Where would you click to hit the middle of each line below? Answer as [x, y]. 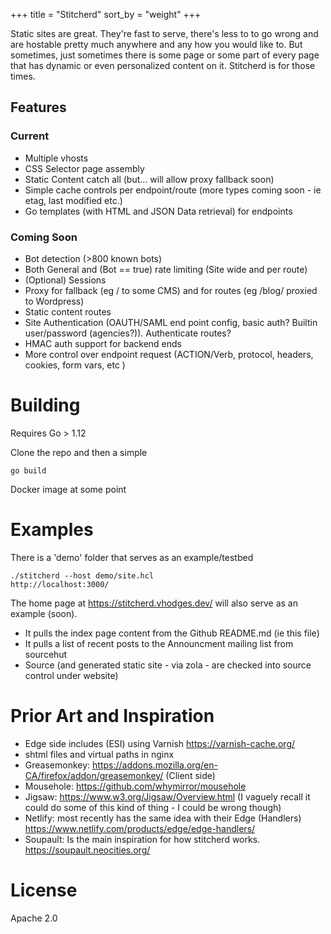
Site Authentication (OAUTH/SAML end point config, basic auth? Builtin [171, 322]
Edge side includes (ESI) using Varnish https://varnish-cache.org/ [160, 743]
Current [30, 136]
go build [28, 470]
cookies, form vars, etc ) [75, 365]
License [44, 890]
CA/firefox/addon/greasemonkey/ [94, 775]
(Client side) [190, 775]
